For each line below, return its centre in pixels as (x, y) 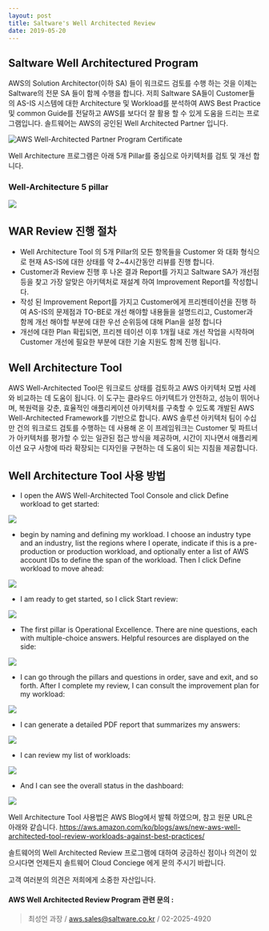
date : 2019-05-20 (37, 30)
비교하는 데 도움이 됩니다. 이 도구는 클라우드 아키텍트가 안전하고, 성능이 (127, 398)
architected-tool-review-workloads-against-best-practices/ (107, 836)
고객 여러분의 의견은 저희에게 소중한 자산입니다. (82, 879)
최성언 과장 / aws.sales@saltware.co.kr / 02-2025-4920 (120, 919)
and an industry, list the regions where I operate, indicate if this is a (130, 543)
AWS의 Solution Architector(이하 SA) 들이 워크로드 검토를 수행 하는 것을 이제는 (133, 83)
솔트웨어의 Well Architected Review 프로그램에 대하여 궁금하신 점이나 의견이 (128, 853)
